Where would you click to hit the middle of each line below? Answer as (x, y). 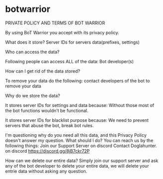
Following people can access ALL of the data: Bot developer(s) (70, 61)
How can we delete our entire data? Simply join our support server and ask (82, 161)
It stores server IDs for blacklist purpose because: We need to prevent (77, 120)
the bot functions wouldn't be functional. (47, 110)
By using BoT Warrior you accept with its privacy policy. (62, 32)
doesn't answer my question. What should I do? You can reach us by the (79, 140)
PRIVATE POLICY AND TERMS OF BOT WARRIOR (55, 23)
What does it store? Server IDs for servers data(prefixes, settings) (73, 42)
